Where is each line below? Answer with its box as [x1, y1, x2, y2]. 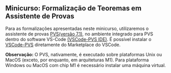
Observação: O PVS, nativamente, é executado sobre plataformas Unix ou [5, 51, 162, 57]
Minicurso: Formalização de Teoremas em [5, 4, 142, 13]
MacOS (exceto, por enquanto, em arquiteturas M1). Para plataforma [5, 57, 149, 63]
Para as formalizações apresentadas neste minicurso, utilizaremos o [5, 25, 149, 31]
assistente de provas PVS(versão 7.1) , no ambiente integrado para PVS [5, 30, 154, 37]
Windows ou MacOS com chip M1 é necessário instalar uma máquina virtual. [5, 62, 166, 68]
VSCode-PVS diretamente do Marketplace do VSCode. [5, 42, 121, 48]
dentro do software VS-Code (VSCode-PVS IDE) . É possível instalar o [5, 36, 152, 42]
